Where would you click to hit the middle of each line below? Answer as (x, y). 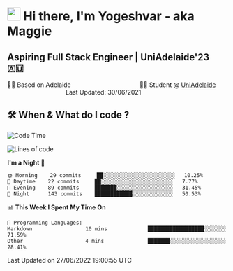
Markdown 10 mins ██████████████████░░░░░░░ (117, 229)
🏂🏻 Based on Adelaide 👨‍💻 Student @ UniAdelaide (112, 85)
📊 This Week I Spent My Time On (57, 207)
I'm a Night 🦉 (26, 162)
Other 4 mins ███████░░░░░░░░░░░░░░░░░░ (117, 241)
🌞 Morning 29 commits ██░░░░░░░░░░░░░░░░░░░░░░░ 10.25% (105, 175)
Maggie (30, 31)
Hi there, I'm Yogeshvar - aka (109, 16)
